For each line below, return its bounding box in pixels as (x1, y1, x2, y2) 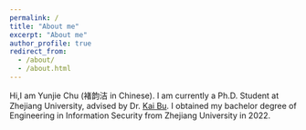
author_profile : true (9, 38, 92, 48)
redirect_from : (9, 47, 68, 56)
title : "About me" (9, 22, 79, 31)
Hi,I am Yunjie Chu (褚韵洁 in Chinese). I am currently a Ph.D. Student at (9, 90, 280, 101)
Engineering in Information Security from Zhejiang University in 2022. (9, 110, 271, 121)
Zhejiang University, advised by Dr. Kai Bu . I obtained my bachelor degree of (9, 100, 297, 111)
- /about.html (17, 65, 71, 74)
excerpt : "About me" (9, 30, 89, 39)
